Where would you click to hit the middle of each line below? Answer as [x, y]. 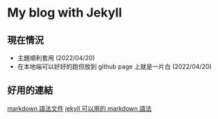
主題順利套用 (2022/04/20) [56, 58]
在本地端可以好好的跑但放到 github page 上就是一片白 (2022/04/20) [114, 66]
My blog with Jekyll [65, 13]
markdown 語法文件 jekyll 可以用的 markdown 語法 [79, 108]
